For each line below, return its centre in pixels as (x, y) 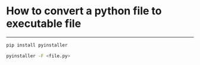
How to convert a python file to (84, 11)
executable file (44, 24)
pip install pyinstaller (37, 45)
